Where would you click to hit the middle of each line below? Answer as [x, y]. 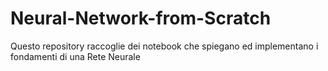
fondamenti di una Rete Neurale [75, 56]
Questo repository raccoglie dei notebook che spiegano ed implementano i [164, 46]
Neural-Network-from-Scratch [141, 18]
